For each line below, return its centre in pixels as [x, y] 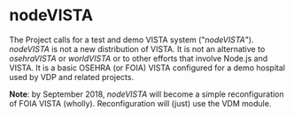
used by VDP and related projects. [72, 77]
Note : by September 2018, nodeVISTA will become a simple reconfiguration [147, 94]
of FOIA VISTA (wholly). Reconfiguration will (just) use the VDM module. [140, 103]
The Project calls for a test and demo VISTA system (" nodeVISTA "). [132, 40]
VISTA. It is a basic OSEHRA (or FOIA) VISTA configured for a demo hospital [147, 68]
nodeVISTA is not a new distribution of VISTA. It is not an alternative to [137, 48]
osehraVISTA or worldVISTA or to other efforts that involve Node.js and [139, 58]
